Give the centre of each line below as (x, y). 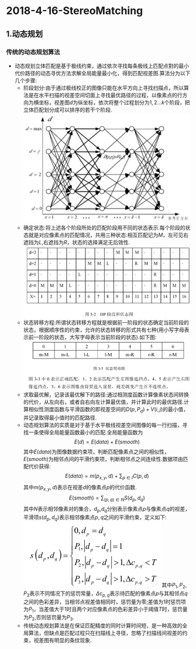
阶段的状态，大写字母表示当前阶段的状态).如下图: (98, 337)
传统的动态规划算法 (33, 52)
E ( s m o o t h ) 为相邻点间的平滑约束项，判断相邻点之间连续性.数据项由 (103, 459)
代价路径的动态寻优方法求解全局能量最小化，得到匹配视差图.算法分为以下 (102, 73)
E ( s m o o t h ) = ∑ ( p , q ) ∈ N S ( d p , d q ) (107, 498)
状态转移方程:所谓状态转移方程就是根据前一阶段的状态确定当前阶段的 (106, 323)
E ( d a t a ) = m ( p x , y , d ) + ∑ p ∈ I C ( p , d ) (107, 476)
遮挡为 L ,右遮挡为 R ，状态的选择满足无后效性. (77, 242)
